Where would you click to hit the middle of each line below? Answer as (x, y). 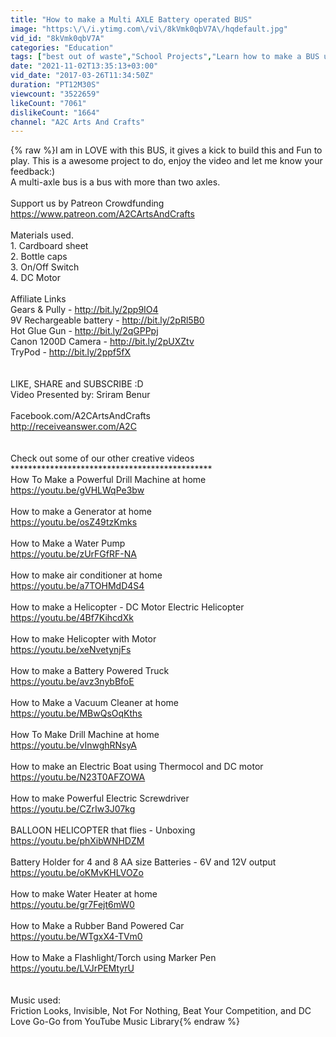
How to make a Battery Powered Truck (90, 671)
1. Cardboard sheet (49, 246)
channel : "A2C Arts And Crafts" (77, 122)
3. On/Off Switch (45, 267)
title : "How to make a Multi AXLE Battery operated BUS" (131, 19)
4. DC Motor (35, 278)
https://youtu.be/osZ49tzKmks (74, 522)
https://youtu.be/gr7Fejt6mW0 (72, 905)
